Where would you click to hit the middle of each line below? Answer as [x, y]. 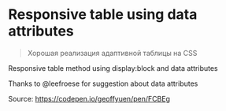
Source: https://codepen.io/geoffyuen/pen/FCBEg [89, 98]
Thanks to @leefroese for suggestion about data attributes [103, 83]
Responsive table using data [103, 15]
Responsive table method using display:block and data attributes [113, 68]
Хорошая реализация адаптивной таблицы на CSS [112, 53]
